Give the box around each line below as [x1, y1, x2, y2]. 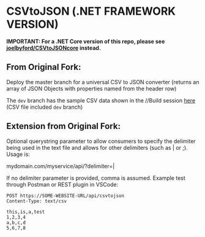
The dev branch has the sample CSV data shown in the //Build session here [6, 96, 196, 104]
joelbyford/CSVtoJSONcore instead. [6, 44, 101, 52]
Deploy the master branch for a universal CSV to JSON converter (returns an [6, 78, 199, 85]
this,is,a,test [6, 209, 45, 215]
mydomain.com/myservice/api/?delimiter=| [6, 162, 115, 169]
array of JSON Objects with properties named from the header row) [6, 85, 177, 92]
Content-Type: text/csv [6, 198, 67, 204]
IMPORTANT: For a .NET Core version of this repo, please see [6, 37, 165, 45]
